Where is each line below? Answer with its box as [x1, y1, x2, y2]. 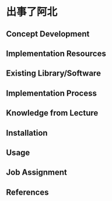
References [6, 187, 49, 197]
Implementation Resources [6, 48, 106, 58]
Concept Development [6, 29, 90, 38]
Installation [6, 128, 48, 137]
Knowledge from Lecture [6, 108, 99, 118]
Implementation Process [6, 88, 97, 98]
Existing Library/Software [6, 68, 101, 79]
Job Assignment [6, 167, 67, 178]
